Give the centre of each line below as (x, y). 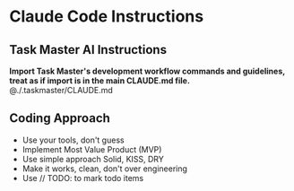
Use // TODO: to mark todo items (83, 178)
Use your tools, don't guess (73, 140)
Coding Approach (60, 118)
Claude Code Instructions (107, 17)
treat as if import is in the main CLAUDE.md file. (100, 81)
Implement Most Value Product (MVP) (92, 149)
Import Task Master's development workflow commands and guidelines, (147, 71)
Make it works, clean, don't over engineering (105, 169)
